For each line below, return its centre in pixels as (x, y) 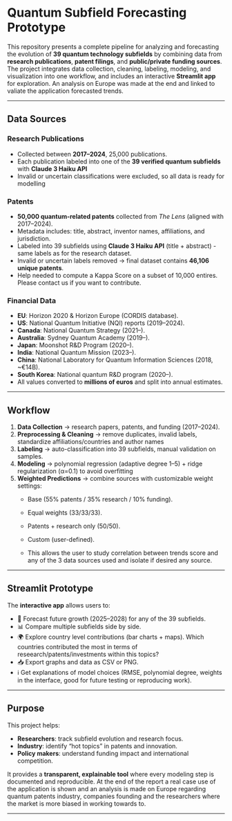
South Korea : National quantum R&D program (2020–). (95, 375)
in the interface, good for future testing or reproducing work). (104, 680)
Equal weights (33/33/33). (65, 513)
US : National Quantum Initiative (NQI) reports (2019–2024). (101, 323)
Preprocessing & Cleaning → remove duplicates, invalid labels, (107, 434)
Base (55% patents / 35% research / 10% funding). (100, 500)
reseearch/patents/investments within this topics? (88, 654)
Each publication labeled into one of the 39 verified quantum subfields (119, 161)
